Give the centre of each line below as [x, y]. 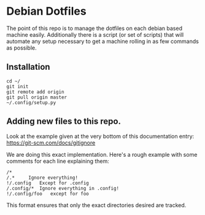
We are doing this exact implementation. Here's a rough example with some [102, 154]
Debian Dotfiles [47, 11]
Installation [28, 67]
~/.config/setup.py [31, 102]
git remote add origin [35, 92]
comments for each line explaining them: [58, 161]
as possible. [21, 48]
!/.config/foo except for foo [48, 194]
